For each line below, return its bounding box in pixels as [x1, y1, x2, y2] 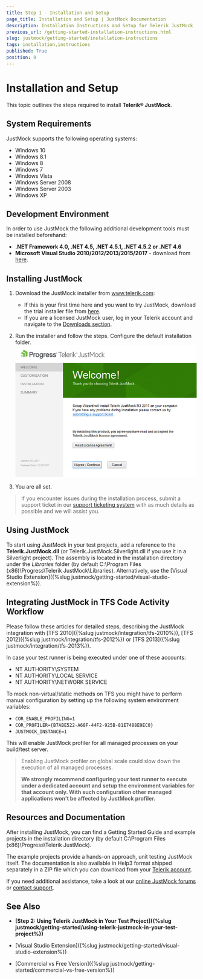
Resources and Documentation [6, 812, 126, 822]
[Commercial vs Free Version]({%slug [14, 960, 109, 968]
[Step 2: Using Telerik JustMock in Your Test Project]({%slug [14, 917, 172, 925]
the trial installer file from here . [24, 308, 101, 315]
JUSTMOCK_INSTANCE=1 [14, 729, 67, 735]
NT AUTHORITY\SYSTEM [14, 665, 79, 672]
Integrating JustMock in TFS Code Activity [6, 597, 170, 608]
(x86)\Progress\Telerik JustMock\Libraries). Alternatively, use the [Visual [6, 567, 188, 574]
